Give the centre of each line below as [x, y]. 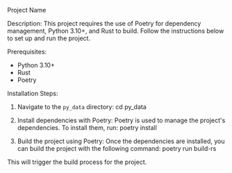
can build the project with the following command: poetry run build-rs [117, 148]
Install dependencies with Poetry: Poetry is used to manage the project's [121, 120]
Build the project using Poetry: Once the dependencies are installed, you [121, 141]
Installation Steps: [33, 93]
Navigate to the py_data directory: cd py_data [82, 107]
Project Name [27, 10]
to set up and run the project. [49, 38]
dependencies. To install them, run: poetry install [87, 127]
